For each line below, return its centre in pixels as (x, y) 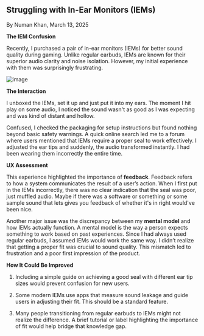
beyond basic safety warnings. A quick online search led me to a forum (96, 134)
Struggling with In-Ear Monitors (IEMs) (81, 10)
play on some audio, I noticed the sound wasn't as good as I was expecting (100, 109)
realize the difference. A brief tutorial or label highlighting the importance (107, 320)
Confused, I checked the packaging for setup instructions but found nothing (102, 128)
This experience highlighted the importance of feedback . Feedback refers (100, 177)
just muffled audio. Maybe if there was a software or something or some (97, 196)
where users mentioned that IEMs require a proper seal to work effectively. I (101, 140)
